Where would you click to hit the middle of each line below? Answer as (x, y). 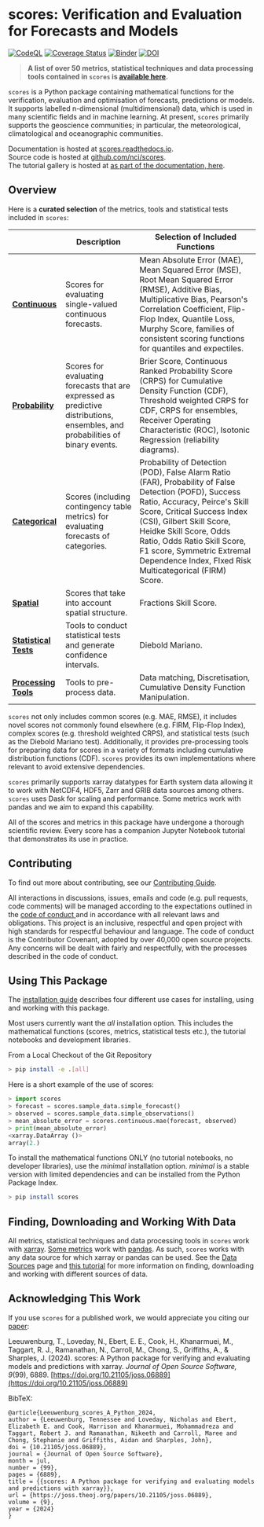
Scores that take (95, 593)
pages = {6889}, (35, 1474)
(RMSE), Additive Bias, (181, 289)
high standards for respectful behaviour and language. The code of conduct (131, 931)
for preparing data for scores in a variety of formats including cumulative (126, 750)
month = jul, (29, 1461)
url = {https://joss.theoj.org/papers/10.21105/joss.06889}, (110, 1495)
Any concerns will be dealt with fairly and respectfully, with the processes (128, 948)
